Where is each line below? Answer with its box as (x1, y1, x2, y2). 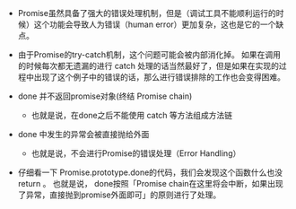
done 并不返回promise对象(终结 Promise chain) (17, 91, 193, 101)
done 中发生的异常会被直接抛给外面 (17, 129, 150, 139)
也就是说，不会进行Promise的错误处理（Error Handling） (30, 148, 241, 159)
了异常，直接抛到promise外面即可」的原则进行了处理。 (17, 189, 222, 200)
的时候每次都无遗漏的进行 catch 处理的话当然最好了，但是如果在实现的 (17, 61, 280, 71)
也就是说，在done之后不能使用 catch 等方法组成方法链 (30, 110, 233, 120)
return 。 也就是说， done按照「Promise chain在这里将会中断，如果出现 (17, 179, 284, 188)
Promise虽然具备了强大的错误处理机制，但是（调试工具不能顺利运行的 (17, 8, 276, 18)
